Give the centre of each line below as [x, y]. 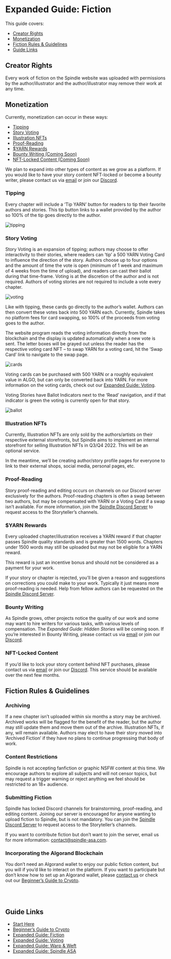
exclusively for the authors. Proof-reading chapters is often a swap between [85, 496]
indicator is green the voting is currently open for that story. [68, 400]
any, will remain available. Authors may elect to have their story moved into [84, 733]
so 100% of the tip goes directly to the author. [53, 215]
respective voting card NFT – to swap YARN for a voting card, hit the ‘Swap [84, 349]
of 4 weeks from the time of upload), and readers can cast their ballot [78, 271]
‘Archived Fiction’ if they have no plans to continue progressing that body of [85, 738]
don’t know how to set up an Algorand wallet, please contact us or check [82, 875]
